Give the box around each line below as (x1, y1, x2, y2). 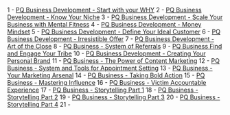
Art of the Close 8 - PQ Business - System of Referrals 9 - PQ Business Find (7, 42, 222, 50)
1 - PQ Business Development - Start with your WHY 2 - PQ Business (7, 6, 202, 14)
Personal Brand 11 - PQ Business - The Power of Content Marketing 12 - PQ (7, 57, 220, 64)
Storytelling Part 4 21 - (7, 101, 71, 108)
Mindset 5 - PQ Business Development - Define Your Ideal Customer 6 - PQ (7, 27, 221, 36)
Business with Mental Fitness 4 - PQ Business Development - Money (7, 21, 202, 28)
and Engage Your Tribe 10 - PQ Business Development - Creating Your (7, 49, 206, 57)
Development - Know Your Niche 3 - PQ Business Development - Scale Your (7, 13, 223, 21)
